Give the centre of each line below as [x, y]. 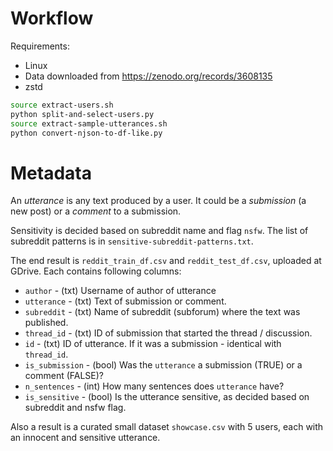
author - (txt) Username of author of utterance [120, 291]
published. [46, 323]
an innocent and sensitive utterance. [85, 438]
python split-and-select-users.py [82, 114]
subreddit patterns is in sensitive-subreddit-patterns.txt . [132, 241]
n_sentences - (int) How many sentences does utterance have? [154, 386]
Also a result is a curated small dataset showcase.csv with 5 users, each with [167, 427]
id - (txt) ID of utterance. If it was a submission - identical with [153, 344]
